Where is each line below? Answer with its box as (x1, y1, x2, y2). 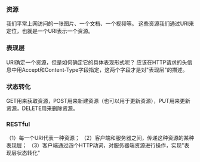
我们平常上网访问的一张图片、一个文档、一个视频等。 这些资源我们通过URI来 (6, 20, 195, 27)
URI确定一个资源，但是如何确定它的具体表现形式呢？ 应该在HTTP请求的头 (6, 59, 187, 66)
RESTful (6, 120, 30, 128)
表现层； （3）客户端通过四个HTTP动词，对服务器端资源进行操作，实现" (6, 142, 184, 149)
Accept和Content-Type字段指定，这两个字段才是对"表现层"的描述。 (21, 66, 188, 73)
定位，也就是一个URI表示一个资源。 (6, 27, 94, 35)
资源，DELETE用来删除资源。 (6, 105, 79, 112)
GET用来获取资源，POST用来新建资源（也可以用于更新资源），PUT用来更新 (6, 97, 190, 104)
